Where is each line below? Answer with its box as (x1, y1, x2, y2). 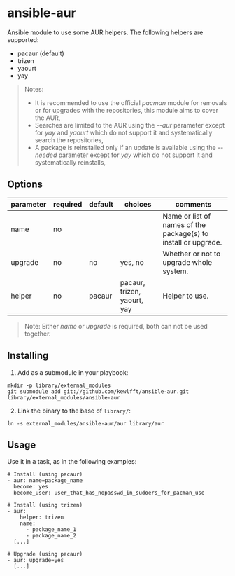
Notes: (24, 85, 44, 93)
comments (175, 199, 212, 209)
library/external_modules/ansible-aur (7, 394, 120, 401)
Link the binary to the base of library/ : (17, 406, 131, 415)
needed (34, 151, 57, 159)
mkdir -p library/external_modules (7, 382, 111, 389)
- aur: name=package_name (7, 477, 83, 484)
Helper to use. (162, 291, 209, 301)
